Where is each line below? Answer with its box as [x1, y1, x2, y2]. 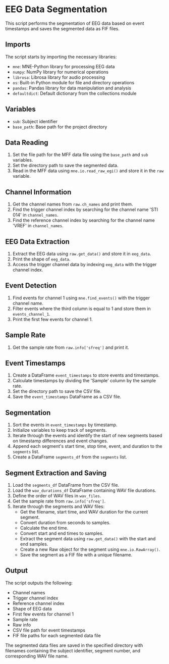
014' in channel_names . [12, 212, 59, 218]
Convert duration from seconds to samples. [20, 520, 111, 526]
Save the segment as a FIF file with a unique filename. [20, 552, 133, 558]
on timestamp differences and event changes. [12, 438, 108, 444]
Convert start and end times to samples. [20, 530, 104, 536]
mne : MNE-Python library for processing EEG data [12, 63, 115, 69]
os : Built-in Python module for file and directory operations [12, 79, 135, 85]
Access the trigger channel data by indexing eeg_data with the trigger [12, 262, 157, 267]
